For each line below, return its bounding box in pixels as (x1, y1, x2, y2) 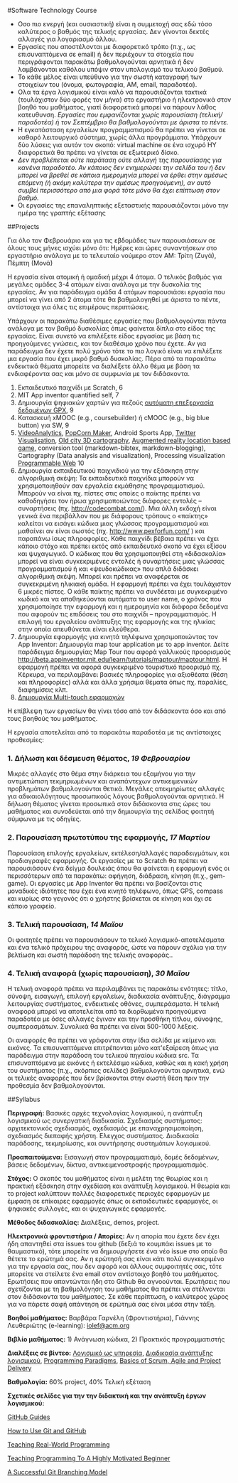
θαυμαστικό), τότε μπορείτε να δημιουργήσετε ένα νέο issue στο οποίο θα (7, 1247, 227, 1256)
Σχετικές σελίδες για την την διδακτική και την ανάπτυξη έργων (7, 1391, 207, 1400)
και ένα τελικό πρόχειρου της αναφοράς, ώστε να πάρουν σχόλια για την (7, 943, 227, 951)
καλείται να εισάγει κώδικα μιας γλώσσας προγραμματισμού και (17, 519, 209, 528)
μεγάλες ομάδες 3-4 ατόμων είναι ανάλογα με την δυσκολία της (7, 280, 202, 289)
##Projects (7, 223, 40, 230)
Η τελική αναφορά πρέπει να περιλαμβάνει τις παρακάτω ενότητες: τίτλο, (7, 985, 228, 993)
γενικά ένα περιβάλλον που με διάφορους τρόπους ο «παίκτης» (17, 512, 208, 520)
